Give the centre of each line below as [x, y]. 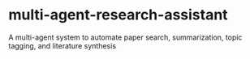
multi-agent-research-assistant [119, 15]
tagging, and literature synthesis [62, 45]
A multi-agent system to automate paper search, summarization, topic [125, 37]
